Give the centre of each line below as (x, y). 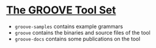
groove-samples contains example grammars (69, 26)
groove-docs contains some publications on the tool (77, 39)
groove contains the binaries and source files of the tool (82, 32)
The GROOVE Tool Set (61, 10)
